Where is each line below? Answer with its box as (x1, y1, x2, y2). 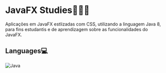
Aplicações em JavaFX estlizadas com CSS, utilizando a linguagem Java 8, (5, 21, 161, 27)
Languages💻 (5, 47, 48, 55)
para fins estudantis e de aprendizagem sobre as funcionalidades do (5, 26, 148, 32)
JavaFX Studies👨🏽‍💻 (5, 4, 90, 16)
